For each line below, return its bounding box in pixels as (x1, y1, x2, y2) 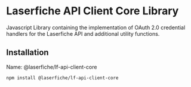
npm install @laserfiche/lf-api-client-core (6, 74, 119, 81)
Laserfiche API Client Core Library (6, 4, 179, 18)
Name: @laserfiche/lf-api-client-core (6, 63, 97, 70)
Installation (6, 48, 49, 58)
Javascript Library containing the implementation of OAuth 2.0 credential (6, 24, 186, 31)
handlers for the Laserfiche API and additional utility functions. (6, 30, 160, 37)
